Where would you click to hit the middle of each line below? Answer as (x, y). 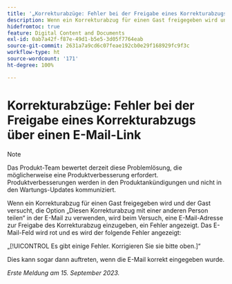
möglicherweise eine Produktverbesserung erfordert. (83, 175)
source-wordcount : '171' (43, 59)
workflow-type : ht (33, 53)
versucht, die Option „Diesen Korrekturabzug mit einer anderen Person (108, 210)
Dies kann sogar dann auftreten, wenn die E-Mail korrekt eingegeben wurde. (116, 259)
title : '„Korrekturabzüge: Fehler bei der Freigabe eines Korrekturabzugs (117, 14)
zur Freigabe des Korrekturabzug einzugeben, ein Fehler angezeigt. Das (109, 225)
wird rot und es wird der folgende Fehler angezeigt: (108, 232)
